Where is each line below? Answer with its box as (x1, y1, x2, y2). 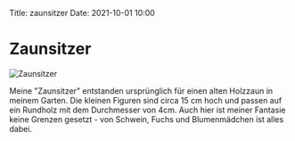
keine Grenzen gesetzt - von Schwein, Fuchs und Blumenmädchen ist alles (9, 113, 284, 124)
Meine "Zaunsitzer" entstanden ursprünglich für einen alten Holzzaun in (9, 85, 274, 96)
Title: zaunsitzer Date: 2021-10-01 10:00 (9, 8, 156, 18)
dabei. (9, 123, 33, 134)
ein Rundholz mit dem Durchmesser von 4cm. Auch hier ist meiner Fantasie (9, 104, 286, 115)
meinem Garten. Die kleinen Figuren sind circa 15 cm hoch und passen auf (9, 95, 283, 105)
